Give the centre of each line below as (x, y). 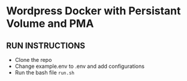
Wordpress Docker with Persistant (93, 11)
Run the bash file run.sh (45, 72)
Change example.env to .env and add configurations (80, 66)
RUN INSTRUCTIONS (46, 46)
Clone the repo (33, 60)
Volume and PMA (50, 24)
